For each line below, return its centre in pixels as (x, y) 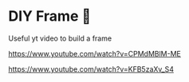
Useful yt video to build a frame (60, 38)
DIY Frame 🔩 (50, 16)
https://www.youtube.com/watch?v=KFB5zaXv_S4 (91, 69)
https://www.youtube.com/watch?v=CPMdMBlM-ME (94, 53)
